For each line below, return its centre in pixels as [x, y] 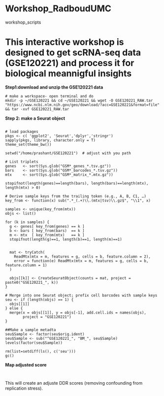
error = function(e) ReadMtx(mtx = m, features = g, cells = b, [81, 261]
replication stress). [24, 388]
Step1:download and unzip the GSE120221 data [54, 87]
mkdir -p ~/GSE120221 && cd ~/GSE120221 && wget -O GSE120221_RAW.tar [79, 100]
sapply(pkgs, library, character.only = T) [50, 140]
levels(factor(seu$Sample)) [34, 343]
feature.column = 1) [26, 265]
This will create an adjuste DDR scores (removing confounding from [74, 383]
